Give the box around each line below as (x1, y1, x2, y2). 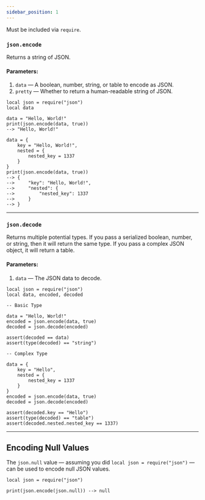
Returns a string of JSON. (6, 53, 71, 61)
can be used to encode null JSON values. (6, 465, 110, 472)
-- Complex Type (6, 350, 48, 357)
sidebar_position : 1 (6, 9, 59, 15)
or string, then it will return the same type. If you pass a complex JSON (6, 240, 185, 248)
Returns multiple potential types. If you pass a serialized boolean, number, (6, 233, 193, 241)
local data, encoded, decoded (6, 292, 84, 298)
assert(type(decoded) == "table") (6, 415, 95, 421)
